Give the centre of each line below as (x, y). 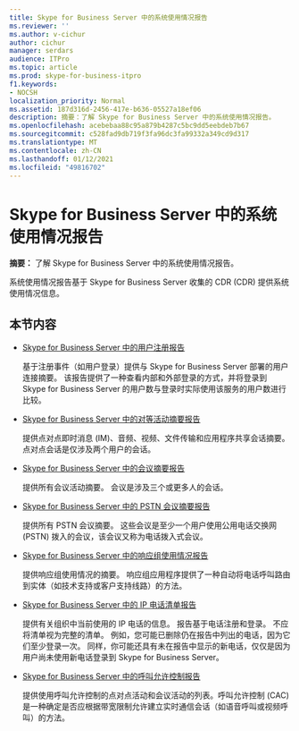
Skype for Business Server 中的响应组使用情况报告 (115, 556)
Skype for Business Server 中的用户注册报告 (104, 348)
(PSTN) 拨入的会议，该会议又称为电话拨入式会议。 (115, 537)
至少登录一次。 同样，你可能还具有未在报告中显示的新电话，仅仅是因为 (160, 646)
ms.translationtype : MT (54, 142)
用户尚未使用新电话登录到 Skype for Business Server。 (123, 658)
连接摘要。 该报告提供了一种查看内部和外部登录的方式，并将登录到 (145, 378)
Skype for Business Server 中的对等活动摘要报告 (111, 419)
